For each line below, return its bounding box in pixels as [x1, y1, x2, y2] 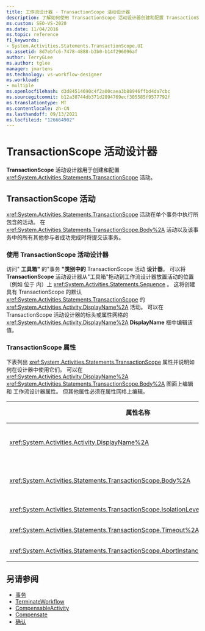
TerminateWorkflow [15, 598, 65, 605]
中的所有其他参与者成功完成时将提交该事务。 [11, 234, 124, 241]
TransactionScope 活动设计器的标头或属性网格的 [6, 311, 129, 319]
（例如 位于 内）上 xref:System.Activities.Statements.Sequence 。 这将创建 [6, 281, 195, 288]
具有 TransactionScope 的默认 [6, 288, 82, 296]
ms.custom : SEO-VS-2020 [6, 20, 67, 26]
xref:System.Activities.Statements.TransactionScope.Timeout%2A [9, 525, 200, 534]
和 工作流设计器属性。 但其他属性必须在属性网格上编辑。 [6, 388, 148, 395]
